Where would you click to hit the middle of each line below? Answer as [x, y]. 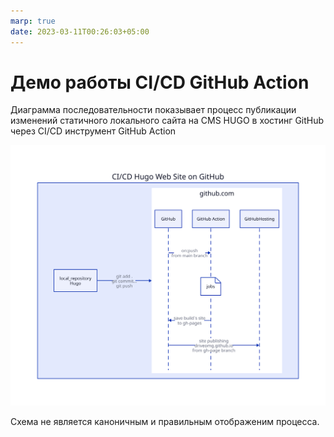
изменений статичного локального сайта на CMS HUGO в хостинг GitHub [167, 121]
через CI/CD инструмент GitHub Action [93, 131]
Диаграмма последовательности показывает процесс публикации [153, 110]
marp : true [33, 21]
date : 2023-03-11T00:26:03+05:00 [80, 31]
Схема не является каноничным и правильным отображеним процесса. [165, 422]
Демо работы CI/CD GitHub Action [160, 82]
